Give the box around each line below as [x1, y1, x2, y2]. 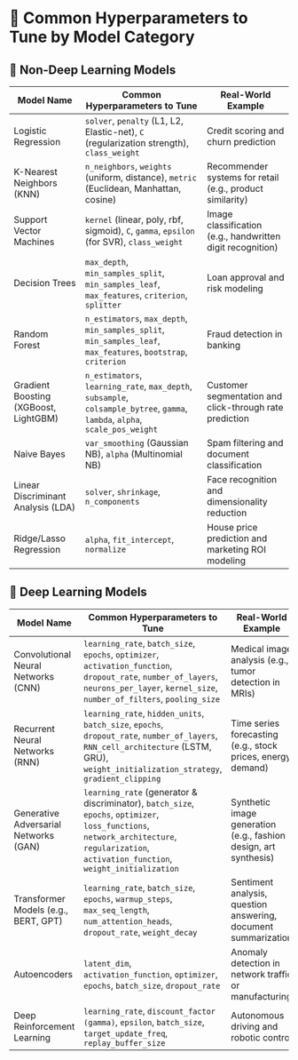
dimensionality [207, 496, 268, 507]
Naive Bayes [13, 448, 66, 460]
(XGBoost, [13, 402, 57, 413]
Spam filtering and [207, 437, 284, 449]
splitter [84, 300, 122, 310]
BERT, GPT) [13, 914, 64, 927]
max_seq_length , [83, 904, 150, 916]
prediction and [207, 532, 268, 545]
